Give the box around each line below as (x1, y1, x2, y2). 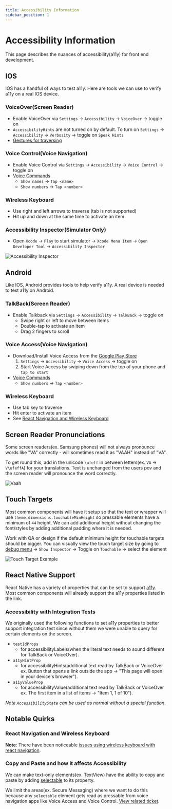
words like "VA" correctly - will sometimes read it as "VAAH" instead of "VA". (5, 449, 167, 455)
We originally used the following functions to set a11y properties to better (5, 619, 159, 626)
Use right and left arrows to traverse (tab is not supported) (12, 208, 137, 214)
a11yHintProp (12, 658, 41, 663)
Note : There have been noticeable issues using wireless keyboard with (5, 742, 156, 748)
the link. (5, 595, 22, 601)
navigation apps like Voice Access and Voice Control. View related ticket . (5, 798, 160, 804)
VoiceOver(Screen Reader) (5, 104, 74, 111)
